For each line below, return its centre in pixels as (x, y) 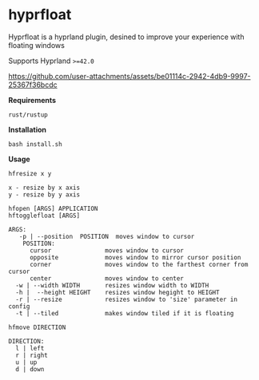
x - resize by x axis (44, 188)
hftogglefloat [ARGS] (44, 216)
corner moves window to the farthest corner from (139, 264)
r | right (32, 355)
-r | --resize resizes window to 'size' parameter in (127, 299)
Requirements (32, 100)
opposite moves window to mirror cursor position (135, 257)
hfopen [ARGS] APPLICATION (53, 208)
